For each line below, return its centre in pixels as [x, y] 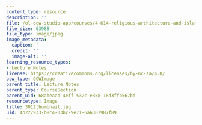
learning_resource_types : [38, 62]
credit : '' [25, 51]
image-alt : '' [29, 56]
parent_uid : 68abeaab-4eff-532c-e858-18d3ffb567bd [71, 96]
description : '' [26, 17]
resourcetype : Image [32, 101]
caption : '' [27, 46]
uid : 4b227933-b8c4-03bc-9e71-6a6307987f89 [62, 112]
